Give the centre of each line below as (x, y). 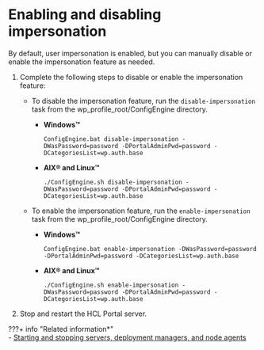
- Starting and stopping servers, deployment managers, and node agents (127, 337)
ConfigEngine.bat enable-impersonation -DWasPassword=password (150, 249)
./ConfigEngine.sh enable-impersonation (111, 285)
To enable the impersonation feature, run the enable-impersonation (141, 211)
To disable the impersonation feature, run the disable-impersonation (143, 101)
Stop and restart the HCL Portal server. (83, 314)
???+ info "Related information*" (61, 329)
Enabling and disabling (85, 15)
